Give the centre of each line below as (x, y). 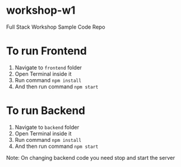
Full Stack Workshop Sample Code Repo (56, 27)
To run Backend (46, 111)
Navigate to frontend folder (48, 67)
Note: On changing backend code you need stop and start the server (91, 157)
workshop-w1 (41, 10)
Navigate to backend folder (47, 127)
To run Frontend (47, 51)
